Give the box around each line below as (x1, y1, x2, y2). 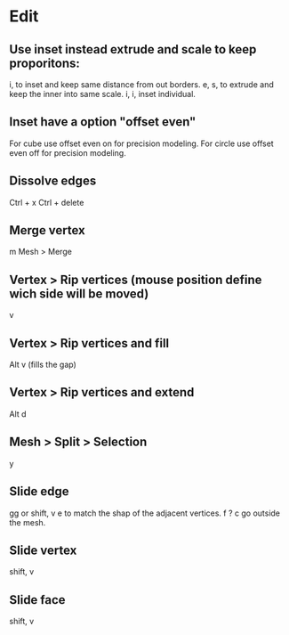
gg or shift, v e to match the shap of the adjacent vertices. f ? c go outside (9, 508, 281, 518)
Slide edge (9, 484, 69, 500)
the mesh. (9, 517, 46, 527)
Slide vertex (9, 542, 77, 558)
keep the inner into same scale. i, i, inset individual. (9, 89, 196, 99)
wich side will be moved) (9, 286, 149, 301)
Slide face (9, 592, 66, 607)
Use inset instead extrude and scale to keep (9, 42, 257, 57)
